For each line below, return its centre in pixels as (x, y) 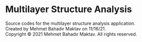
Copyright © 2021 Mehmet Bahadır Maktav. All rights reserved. (71, 34)
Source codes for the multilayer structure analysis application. (70, 23)
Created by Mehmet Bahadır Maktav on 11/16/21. (56, 28)
